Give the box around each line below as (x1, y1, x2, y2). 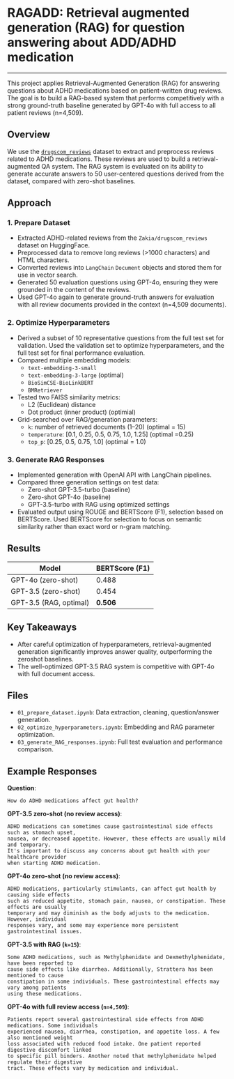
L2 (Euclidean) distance (27, 400, 96, 408)
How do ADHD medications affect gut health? (7, 797, 139, 804)
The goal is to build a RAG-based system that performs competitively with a (7, 93, 224, 102)
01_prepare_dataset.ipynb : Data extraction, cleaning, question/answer (17, 708, 219, 717)
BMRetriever (27, 387, 63, 394)
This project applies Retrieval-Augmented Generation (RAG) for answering (7, 79, 220, 87)
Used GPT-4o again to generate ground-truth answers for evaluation (17, 293, 214, 301)
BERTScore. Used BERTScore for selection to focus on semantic (17, 515, 202, 523)
